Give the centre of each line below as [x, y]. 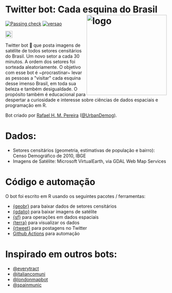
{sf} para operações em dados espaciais [56, 217]
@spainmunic [27, 285]
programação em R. [26, 105]
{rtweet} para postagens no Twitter [50, 228]
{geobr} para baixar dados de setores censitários [64, 206]
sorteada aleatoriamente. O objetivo [43, 67]
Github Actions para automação [46, 233]
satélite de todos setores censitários [44, 50]
